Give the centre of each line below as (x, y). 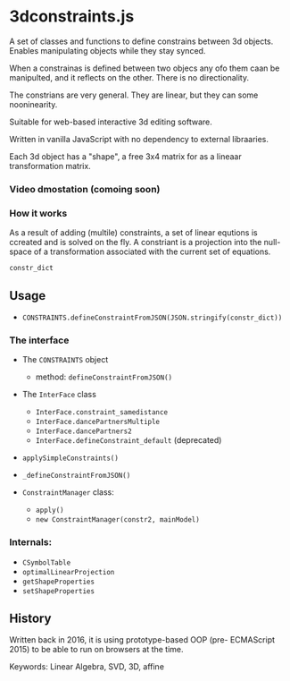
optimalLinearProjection (68, 572)
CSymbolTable (46, 562)
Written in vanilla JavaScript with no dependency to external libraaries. (139, 139)
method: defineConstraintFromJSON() (104, 377)
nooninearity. (33, 104)
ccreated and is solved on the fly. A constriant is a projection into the (136, 243)
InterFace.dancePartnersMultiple (98, 422)
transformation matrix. (50, 166)
